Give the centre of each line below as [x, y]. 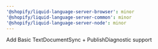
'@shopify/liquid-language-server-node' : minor [66, 23]
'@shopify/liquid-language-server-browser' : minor [70, 12]
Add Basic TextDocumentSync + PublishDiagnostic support [79, 40]
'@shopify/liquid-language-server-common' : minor [69, 17]
